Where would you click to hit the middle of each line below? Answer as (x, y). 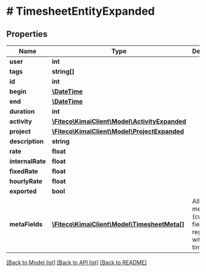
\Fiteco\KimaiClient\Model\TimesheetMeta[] (118, 224)
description (27, 141)
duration (22, 111)
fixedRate (24, 171)
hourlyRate (26, 181)
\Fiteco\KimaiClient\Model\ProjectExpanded (118, 131)
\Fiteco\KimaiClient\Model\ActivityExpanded (119, 121)
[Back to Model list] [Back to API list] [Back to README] (77, 262)
